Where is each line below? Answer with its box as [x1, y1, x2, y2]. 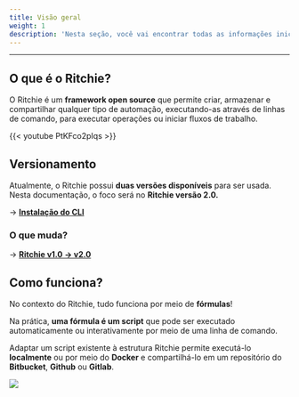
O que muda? [9, 229, 69, 241]
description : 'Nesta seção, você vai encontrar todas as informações [9, 29, 273, 38]
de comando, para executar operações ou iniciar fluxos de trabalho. [9, 113, 258, 125]
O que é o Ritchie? [9, 70, 111, 85]
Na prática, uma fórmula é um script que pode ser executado [9, 316, 236, 327]
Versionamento [9, 157, 97, 172]
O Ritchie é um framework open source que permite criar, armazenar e [9, 94, 271, 105]
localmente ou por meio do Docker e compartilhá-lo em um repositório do [9, 352, 282, 363]
